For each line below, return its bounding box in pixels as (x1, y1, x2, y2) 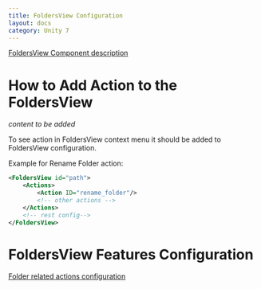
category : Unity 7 (8, 26, 69, 34)
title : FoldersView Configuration (8, 11, 124, 20)
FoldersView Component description (8, 49, 129, 58)
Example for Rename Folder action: (8, 158, 124, 168)
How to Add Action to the (8, 76, 178, 94)
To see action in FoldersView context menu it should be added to (8, 135, 222, 144)
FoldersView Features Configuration (8, 245, 254, 264)
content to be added (8, 119, 76, 129)
